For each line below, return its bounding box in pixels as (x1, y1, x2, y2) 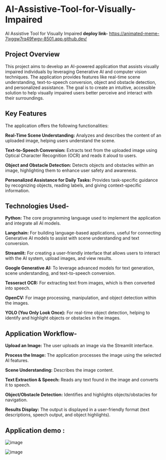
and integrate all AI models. (5, 220, 61, 227)
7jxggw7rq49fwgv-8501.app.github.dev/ (5, 36, 87, 42)
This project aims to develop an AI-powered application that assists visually (5, 63, 160, 69)
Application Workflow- (5, 329, 77, 338)
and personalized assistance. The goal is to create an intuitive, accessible (5, 84, 156, 90)
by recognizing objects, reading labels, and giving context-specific (5, 182, 142, 188)
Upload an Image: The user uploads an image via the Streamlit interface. (5, 343, 154, 349)
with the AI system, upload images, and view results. (5, 255, 112, 261)
